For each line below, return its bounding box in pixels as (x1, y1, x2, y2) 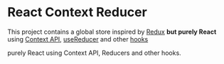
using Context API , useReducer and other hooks (7, 34, 149, 43)
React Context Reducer (7, 4, 147, 20)
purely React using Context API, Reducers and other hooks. (7, 49, 181, 57)
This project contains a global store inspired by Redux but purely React (7, 27, 217, 36)
